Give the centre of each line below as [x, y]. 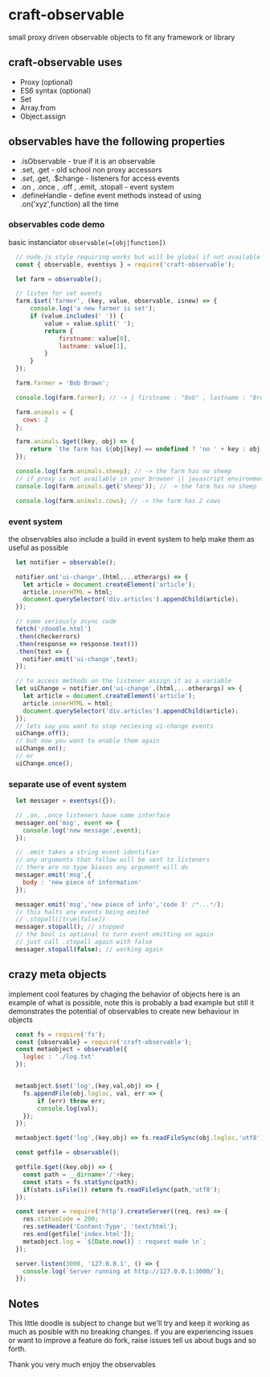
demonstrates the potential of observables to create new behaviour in [124, 1011]
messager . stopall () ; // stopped [70, 927]
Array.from [38, 107]
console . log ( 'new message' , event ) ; [82, 830]
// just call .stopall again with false [84, 942]
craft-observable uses [65, 62]
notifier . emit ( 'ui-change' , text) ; [80, 659]
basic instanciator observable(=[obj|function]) [87, 242]
